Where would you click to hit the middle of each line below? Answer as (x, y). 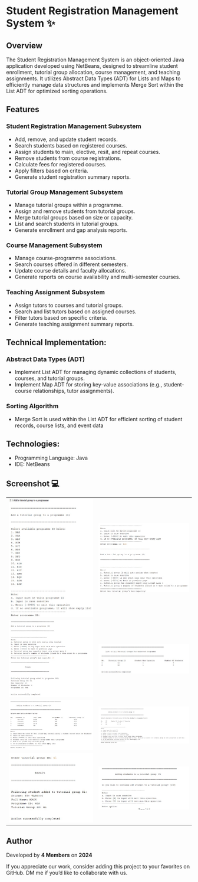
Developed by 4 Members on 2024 (49, 855)
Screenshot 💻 (33, 483)
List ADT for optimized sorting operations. (57, 91)
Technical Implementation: (57, 342)
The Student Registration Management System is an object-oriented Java (95, 60)
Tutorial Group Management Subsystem (65, 192)
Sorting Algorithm (32, 406)
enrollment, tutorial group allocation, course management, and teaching (93, 72)
